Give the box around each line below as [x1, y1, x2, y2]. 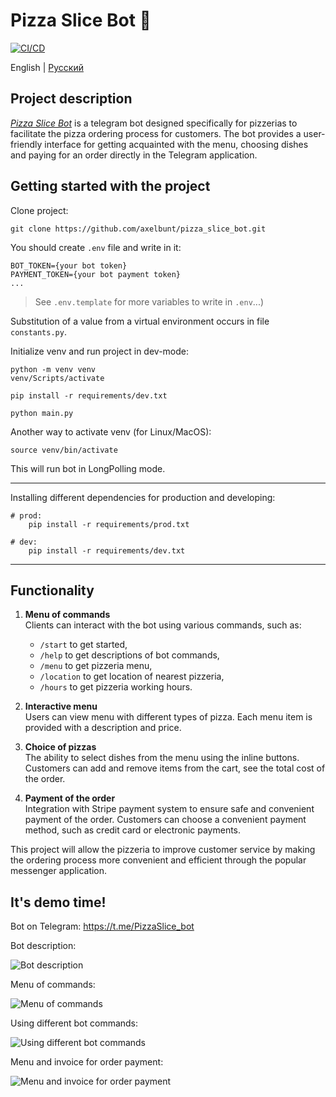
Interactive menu [24, 700, 98, 713]
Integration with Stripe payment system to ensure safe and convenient [24, 803, 315, 815]
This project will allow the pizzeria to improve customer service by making [10, 844, 316, 856]
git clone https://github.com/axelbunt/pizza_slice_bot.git [10, 224, 267, 234]
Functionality [10, 582, 95, 599]
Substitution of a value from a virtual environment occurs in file [10, 315, 270, 327]
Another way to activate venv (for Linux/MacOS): [10, 425, 212, 438]
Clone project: [10, 204, 69, 216]
